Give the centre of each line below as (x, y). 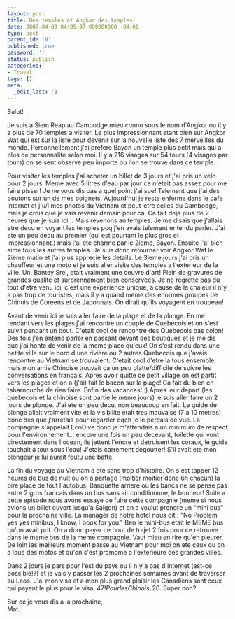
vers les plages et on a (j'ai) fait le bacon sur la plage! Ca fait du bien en (111, 383)
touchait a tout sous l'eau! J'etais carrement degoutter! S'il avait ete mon (112, 450)
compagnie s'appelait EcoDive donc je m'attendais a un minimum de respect (117, 427)
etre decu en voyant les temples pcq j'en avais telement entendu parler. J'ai (116, 228)
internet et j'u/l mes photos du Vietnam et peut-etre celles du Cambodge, (113, 206)
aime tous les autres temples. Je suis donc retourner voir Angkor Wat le (110, 250)
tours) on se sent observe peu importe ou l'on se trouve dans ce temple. (111, 162)
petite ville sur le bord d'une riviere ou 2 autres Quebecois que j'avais (107, 353)
